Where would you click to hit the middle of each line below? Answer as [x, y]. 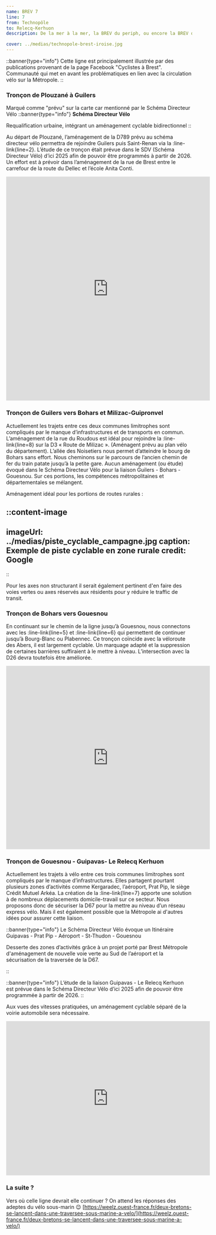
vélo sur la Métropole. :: [35, 80]
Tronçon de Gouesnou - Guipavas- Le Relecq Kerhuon [85, 861]
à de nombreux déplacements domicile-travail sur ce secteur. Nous [88, 899]
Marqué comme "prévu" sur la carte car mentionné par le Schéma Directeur [98, 108]
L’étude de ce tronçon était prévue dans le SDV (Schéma [106, 150]
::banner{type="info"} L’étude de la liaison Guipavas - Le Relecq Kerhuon [95, 983]
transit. [15, 598]
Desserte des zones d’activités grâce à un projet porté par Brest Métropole [97, 948]
